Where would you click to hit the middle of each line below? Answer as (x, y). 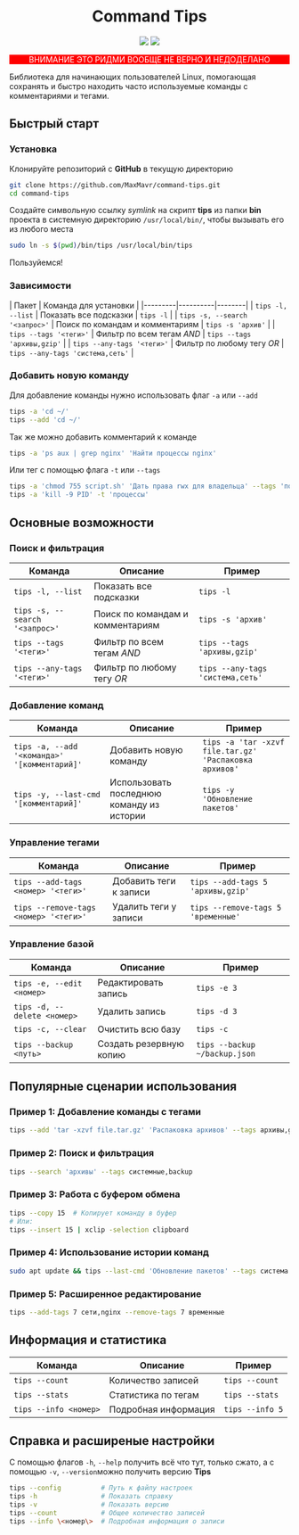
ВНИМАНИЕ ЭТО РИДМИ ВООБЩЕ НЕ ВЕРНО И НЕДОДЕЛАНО (149, 59)
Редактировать (130, 982)
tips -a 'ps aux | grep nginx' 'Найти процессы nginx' (113, 453)
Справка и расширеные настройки (112, 1441)
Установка (33, 149)
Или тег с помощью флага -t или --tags (85, 470)
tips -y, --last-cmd (57, 795)
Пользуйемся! (36, 263)
